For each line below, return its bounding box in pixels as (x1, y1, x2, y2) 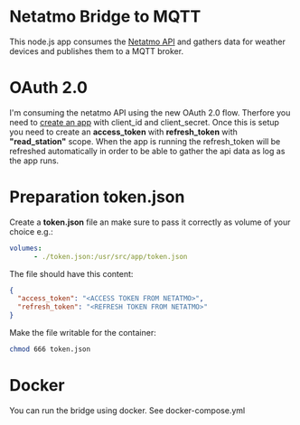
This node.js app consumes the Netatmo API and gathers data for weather (9, 36, 286, 47)
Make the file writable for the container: (9, 328, 156, 338)
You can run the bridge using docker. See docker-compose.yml (9, 404, 246, 416)
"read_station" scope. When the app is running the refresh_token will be (9, 135, 281, 146)
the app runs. (9, 155, 60, 166)
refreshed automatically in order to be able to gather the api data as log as (9, 145, 286, 156)
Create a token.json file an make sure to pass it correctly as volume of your (9, 217, 291, 227)
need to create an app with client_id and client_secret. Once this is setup (9, 116, 280, 127)
